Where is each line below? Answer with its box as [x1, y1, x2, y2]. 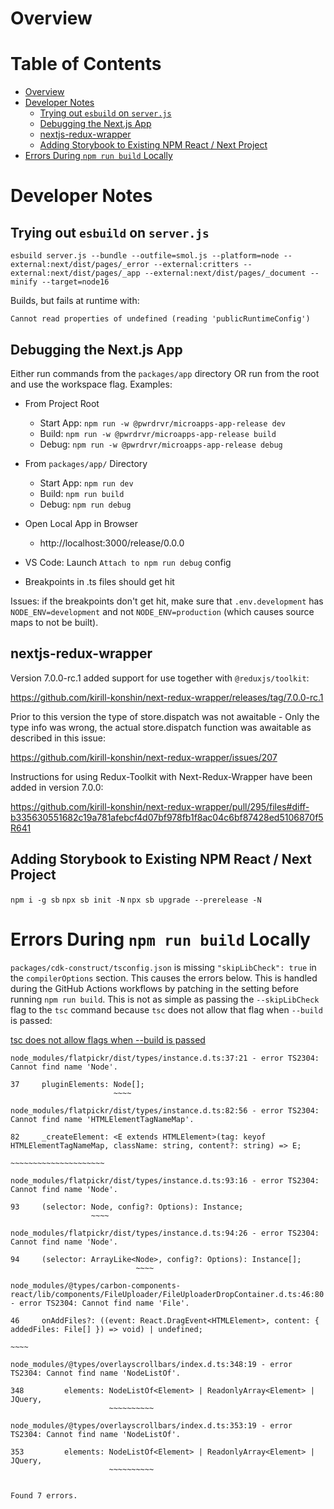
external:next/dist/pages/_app [10, 268, 141, 279]
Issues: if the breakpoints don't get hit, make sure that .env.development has [10, 595, 324, 607]
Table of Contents [10, 53, 162, 76]
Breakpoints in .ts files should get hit [24, 575, 175, 587]
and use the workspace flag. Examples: [10, 378, 173, 390]
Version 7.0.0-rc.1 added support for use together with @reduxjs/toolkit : [10, 672, 310, 684]
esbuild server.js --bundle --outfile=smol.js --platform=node [10, 251, 280, 261]
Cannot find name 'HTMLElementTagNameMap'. [10, 1114, 195, 1124]
